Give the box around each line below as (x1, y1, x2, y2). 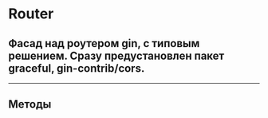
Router (8, 5, 54, 23)
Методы (8, 97, 52, 112)
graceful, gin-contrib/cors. (8, 61, 145, 75)
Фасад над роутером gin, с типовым (8, 37, 200, 50)
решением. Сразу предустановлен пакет (8, 49, 225, 62)
